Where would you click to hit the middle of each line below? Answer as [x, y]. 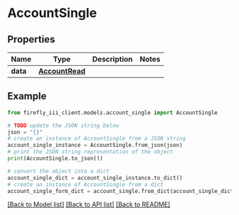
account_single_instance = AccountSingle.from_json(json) [95, 145]
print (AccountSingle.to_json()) [55, 159]
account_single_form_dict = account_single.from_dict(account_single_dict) [122, 191]
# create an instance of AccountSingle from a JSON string [97, 139]
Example [27, 96]
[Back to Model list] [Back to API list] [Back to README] [89, 204]
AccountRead [62, 71]
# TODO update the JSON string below [63, 126]
